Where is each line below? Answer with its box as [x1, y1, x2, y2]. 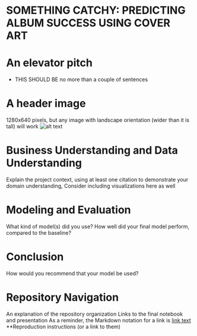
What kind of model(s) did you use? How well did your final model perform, [6, 223, 190, 230]
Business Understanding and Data [6, 144, 178, 157]
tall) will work [6, 123, 39, 130]
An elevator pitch [6, 56, 93, 70]
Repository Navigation [6, 291, 119, 304]
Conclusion [6, 250, 64, 264]
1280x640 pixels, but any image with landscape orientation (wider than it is [6, 117, 190, 124]
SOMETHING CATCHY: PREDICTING [6, 4, 186, 17]
